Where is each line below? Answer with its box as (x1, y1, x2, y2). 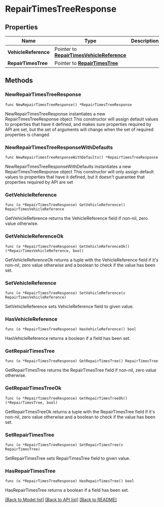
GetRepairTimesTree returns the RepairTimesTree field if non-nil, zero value (5, 367, 157, 373)
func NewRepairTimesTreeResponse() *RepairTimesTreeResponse (5, 102, 132, 107)
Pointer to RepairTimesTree (54, 60, 119, 67)
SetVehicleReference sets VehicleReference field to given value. (5, 303, 134, 309)
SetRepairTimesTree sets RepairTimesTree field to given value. (5, 456, 131, 461)
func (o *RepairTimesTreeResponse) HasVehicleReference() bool (5, 327, 137, 332)
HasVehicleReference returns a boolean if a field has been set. (5, 336, 131, 341)
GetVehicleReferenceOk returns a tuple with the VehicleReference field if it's (5, 257, 159, 263)
